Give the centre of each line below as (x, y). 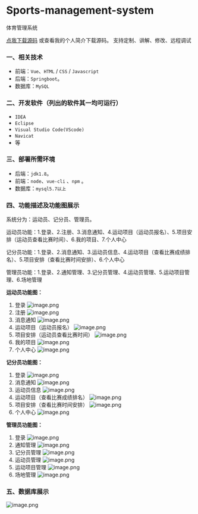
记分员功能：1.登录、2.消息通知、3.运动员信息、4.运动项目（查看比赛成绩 (96, 252)
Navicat (24, 136)
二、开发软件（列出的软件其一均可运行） (64, 103)
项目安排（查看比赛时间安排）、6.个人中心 (74, 260)
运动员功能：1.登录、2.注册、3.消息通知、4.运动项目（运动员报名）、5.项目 (97, 232)
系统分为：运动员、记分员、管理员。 (51, 219)
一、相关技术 (25, 57)
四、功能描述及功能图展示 (43, 205)
